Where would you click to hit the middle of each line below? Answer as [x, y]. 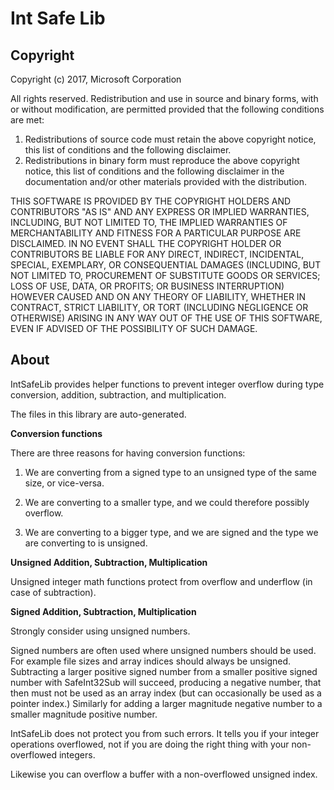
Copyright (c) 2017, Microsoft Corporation [96, 79]
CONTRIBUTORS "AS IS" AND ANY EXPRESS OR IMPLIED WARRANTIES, [160, 211]
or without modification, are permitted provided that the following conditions [167, 109]
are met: [27, 120]
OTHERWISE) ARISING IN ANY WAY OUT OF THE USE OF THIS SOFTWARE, [166, 318]
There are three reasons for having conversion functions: [128, 453]
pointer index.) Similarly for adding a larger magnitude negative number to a [166, 703]
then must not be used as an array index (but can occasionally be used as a [166, 693]
